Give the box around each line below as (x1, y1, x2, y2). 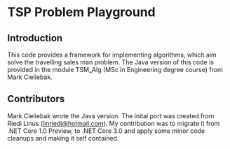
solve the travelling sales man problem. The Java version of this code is (7, 58, 214, 66)
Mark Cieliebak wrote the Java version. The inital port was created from (7, 111, 215, 120)
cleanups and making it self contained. (7, 134, 119, 142)
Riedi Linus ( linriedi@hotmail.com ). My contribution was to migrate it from (7, 119, 220, 127)
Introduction (7, 32, 63, 44)
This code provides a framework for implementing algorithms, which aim (7, 50, 217, 59)
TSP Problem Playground (7, 4, 156, 20)
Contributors (7, 93, 65, 105)
